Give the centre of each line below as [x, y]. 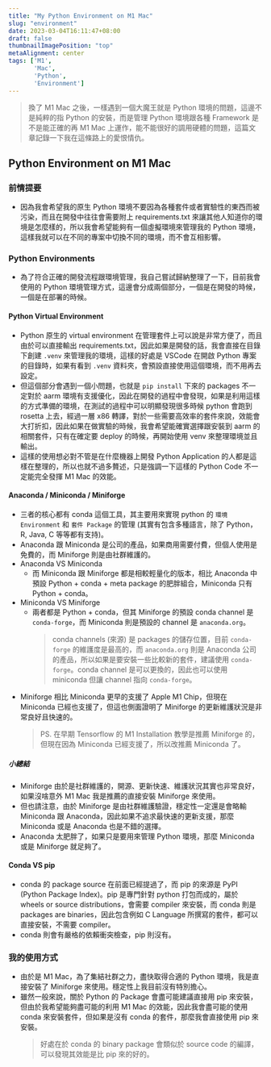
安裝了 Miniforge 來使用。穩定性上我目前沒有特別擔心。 [119, 987]
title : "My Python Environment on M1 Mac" [81, 16]
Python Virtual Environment [56, 316]
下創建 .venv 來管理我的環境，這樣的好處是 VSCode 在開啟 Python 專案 [138, 355]
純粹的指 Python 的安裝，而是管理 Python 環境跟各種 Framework [142, 117]
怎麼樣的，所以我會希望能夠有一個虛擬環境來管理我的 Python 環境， [147, 227]
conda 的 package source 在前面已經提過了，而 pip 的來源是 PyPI [129, 885]
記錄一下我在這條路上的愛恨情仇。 [92, 137]
